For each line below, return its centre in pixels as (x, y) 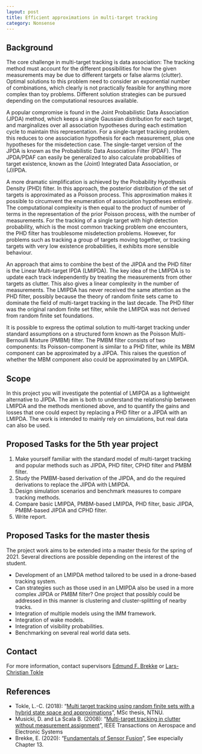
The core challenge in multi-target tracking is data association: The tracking (100, 62)
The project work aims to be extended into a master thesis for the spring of (99, 550)
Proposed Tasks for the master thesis (78, 536)
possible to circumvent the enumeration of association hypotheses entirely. (99, 201)
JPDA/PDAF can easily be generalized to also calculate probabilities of (94, 157)
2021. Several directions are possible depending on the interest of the (93, 556)
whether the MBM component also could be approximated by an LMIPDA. (97, 360)
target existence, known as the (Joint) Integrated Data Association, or (93, 164)
